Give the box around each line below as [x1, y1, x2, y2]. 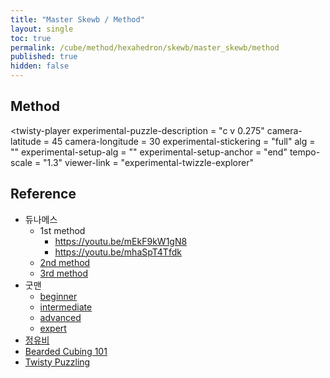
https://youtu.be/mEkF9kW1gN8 [54, 235, 188, 247]
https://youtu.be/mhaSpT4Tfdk [54, 246, 182, 258]
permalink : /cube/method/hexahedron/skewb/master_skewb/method [10, 42, 280, 53]
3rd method [39, 267, 89, 279]
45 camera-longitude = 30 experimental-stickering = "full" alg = [51, 135, 316, 147]
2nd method [39, 256, 91, 268]
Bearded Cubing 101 [24, 345, 108, 357]
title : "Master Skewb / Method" [10, 14, 145, 25]
